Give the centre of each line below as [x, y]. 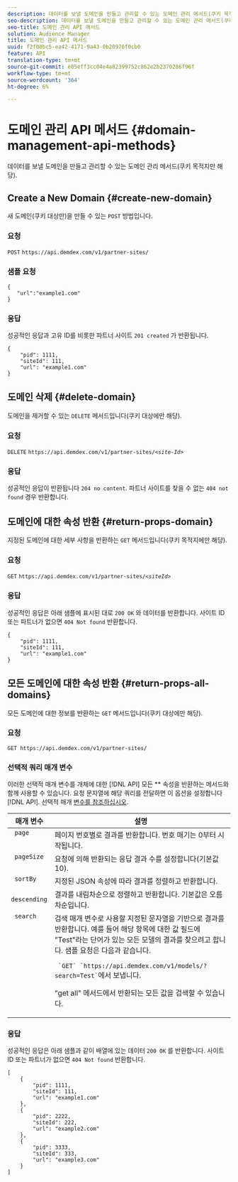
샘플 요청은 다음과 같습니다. [108, 950]
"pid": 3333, [52, 1148]
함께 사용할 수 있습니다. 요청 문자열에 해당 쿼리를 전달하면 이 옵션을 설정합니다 [115, 793]
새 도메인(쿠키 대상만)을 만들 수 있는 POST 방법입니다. [80, 216]
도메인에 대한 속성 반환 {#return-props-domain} [110, 522]
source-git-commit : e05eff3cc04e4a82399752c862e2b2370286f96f [101, 67]
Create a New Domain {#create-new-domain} [110, 198]
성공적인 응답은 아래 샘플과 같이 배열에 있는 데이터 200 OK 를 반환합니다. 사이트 [116, 1051]
